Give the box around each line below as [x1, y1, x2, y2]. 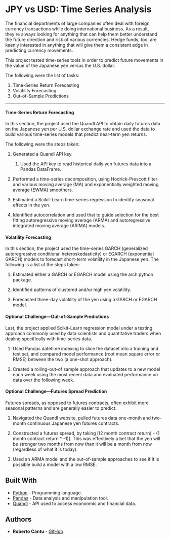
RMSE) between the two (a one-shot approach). [12, 356, 113, 362]
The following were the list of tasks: [5, 72, 79, 78]
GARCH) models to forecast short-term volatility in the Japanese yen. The [5, 256, 159, 262]
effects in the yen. [12, 202, 51, 208]
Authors [5, 515, 32, 523]
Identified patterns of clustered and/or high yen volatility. [12, 286, 132, 293]
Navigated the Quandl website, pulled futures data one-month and [12, 415, 151, 421]
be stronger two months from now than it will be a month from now [12, 441, 152, 447]
